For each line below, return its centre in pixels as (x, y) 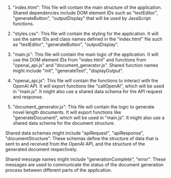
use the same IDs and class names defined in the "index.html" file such (87, 39)
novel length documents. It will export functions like (67, 112)
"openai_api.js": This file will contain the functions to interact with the (85, 81)
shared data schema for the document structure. (64, 123)
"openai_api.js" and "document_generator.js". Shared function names (85, 65)
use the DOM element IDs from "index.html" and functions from (79, 60)
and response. (28, 97)
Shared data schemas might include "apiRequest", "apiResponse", (75, 133)
